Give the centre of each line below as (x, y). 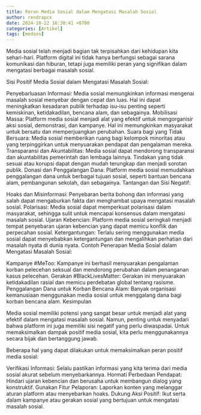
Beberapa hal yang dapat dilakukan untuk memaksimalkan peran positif (94, 350)
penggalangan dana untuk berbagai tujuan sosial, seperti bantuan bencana (99, 176)
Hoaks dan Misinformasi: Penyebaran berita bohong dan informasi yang (95, 194)
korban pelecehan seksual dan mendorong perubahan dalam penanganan (97, 270)
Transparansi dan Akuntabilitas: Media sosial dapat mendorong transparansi (100, 151)
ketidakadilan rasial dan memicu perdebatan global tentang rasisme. (91, 282)
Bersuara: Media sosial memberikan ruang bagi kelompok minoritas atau (95, 138)
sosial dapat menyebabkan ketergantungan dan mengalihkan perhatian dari (100, 239)
